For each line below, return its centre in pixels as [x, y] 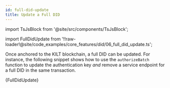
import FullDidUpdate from [33, 39]
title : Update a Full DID [32, 15]
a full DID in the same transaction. [41, 70]
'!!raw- [69, 39]
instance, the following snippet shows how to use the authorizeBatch [77, 59]
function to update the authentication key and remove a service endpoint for [85, 65]
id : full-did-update [27, 10]
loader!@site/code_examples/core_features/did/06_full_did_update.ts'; [79, 44]
